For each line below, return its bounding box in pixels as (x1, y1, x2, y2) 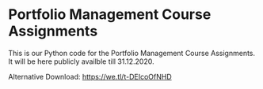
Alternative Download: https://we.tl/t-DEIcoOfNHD (8, 72, 172, 81)
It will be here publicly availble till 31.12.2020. (8, 57, 154, 66)
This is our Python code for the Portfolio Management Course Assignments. (8, 48, 256, 57)
